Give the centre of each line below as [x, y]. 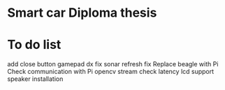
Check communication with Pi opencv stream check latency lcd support [111, 72]
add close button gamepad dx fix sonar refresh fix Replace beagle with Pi [113, 64]
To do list [34, 45]
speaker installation [35, 79]
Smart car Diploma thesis [82, 13]
